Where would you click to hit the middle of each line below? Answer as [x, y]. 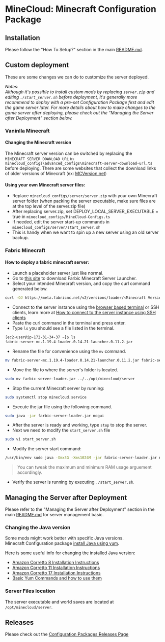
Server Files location [30, 591]
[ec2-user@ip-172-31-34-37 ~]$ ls [41, 337]
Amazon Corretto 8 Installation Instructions [55, 563]
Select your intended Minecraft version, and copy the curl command [81, 284]
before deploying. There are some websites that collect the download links [81, 168]
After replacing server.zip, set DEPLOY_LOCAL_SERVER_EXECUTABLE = [85, 212]
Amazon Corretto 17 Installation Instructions [56, 573]
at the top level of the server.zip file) [49, 206]
